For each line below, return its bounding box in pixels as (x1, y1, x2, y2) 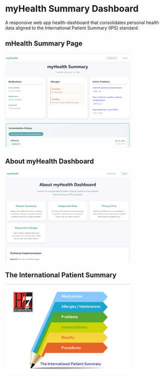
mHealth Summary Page (5, 39, 82, 48)
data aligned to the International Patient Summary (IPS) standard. (5, 24, 139, 30)
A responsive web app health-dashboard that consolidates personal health (5, 19, 159, 25)
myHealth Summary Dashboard (5, 3, 139, 14)
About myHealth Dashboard (5, 157, 94, 165)
